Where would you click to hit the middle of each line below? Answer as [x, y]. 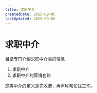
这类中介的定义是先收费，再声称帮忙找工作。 [50, 86]
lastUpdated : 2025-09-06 [30, 19]
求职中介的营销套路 [31, 75]
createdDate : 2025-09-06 [30, 14]
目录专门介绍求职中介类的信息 [35, 59]
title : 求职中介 [20, 10]
